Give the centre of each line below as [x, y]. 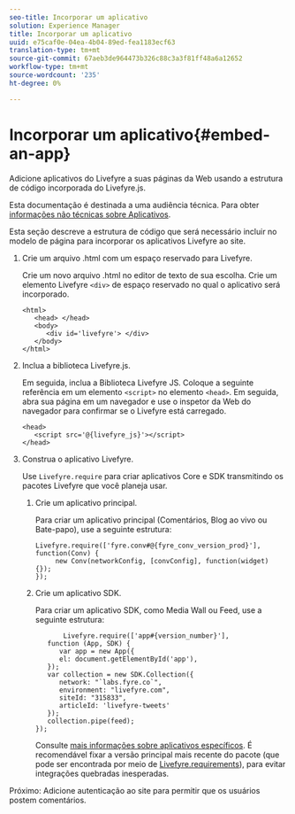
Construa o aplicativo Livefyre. [78, 459]
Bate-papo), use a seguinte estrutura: [103, 529]
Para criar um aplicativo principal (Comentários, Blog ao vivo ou [151, 520]
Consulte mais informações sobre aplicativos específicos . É [144, 745]
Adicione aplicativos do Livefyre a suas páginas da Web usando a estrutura [146, 178]
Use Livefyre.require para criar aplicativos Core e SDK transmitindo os [153, 476]
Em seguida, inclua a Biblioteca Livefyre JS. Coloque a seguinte [138, 383]
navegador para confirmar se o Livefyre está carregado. [124, 411]
